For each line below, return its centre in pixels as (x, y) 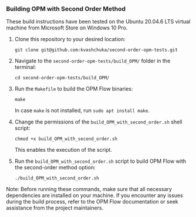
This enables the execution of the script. (63, 150)
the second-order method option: (55, 168)
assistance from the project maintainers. (55, 208)
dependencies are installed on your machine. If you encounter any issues (94, 195)
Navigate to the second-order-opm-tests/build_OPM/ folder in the (92, 61)
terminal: (25, 67)
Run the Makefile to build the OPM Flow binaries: (74, 89)
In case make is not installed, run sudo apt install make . (82, 111)
